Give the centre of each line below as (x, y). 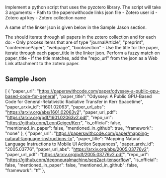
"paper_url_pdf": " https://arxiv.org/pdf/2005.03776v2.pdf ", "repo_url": (77, 154)
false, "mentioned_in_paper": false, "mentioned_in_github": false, (72, 165)
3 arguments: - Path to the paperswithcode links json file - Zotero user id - (81, 12)
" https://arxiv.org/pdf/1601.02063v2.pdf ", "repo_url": (59, 117)
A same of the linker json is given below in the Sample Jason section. (76, 27)
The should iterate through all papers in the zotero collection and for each (81, 37)
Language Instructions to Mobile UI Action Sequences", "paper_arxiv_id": (80, 144)
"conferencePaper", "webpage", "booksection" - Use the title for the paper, (82, 47)
